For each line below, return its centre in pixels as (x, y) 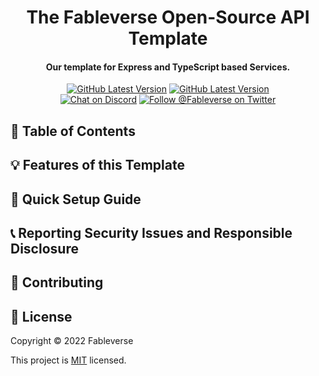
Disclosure (44, 248)
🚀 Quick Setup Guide (76, 199)
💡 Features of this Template (97, 165)
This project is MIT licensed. (68, 360)
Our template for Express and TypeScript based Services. (168, 67)
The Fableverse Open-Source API (168, 17)
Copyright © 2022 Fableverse (72, 341)
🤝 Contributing (57, 282)
